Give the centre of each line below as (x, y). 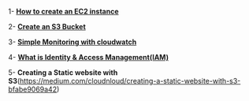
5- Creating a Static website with (63, 73)
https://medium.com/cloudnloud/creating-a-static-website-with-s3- (130, 81)
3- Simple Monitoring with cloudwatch (72, 42)
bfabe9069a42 (33, 89)
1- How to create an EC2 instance (64, 11)
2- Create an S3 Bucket (47, 26)
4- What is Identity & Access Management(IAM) (89, 57)
